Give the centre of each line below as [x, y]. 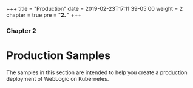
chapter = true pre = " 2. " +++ [44, 15]
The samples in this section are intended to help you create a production [97, 72]
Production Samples [59, 56]
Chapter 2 [21, 31]
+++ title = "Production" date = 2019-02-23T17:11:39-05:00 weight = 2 [95, 9]
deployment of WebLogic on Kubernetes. [58, 78]
